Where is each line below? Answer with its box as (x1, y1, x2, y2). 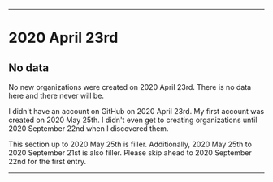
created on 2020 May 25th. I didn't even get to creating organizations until (8, 115, 258, 125)
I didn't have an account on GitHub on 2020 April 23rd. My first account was (8, 107, 265, 116)
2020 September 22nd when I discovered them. (8, 124, 169, 133)
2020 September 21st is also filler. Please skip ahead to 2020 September (8, 148, 252, 158)
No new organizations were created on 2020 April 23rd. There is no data (8, 83, 252, 91)
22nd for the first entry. (8, 157, 87, 166)
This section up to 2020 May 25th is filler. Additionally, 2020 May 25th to (8, 139, 252, 149)
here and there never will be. (8, 91, 104, 100)
